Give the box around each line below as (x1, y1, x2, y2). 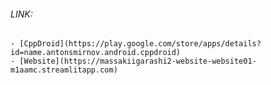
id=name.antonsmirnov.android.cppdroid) (10, 48, 182, 58)
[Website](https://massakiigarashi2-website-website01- (19, 56, 257, 67)
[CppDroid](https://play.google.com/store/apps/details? (19, 39, 262, 49)
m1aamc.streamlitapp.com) (10, 65, 118, 75)
